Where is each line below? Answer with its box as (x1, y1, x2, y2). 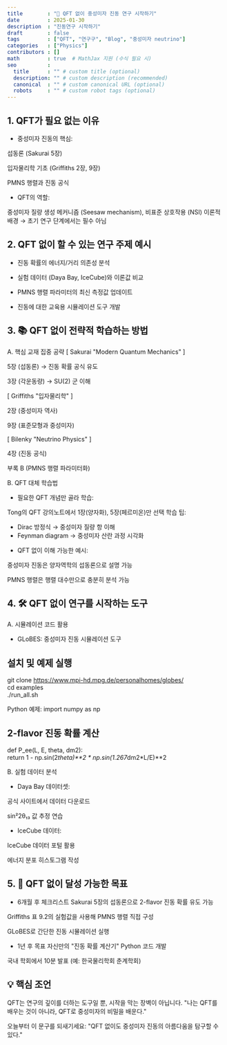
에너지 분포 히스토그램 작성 (7, 856, 79, 864)
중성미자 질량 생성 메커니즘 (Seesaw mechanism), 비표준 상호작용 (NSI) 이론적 (7, 208, 221, 216)
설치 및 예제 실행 (7, 657, 72, 669)
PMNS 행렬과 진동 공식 (7, 178, 70, 187)
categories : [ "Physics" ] (7, 42, 88, 49)
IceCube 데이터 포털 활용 (7, 842, 76, 849)
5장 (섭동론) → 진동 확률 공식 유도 (7, 362, 99, 370)
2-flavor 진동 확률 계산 (7, 727, 100, 739)
